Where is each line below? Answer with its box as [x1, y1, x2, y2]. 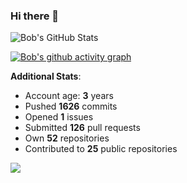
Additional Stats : [10, 70, 82, 83]
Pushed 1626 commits [24, 100, 118, 113]
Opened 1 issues [24, 111, 94, 123]
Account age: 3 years [24, 90, 114, 102]
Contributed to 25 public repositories [24, 143, 178, 155]
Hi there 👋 [10, 9, 60, 23]
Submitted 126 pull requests [24, 122, 141, 134]
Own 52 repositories [24, 132, 110, 144]
